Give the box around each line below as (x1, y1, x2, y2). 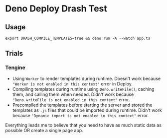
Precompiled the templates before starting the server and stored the (12, 102, 153, 108)
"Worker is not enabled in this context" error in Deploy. (12, 80, 133, 87)
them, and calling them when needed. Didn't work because (12, 91, 134, 97)
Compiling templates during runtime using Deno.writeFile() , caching (12, 86, 155, 92)
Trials (5, 49, 23, 58)
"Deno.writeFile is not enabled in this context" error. (12, 96, 130, 102)
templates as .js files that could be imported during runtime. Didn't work (12, 107, 162, 113)
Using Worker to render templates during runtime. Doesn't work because (12, 75, 161, 81)
